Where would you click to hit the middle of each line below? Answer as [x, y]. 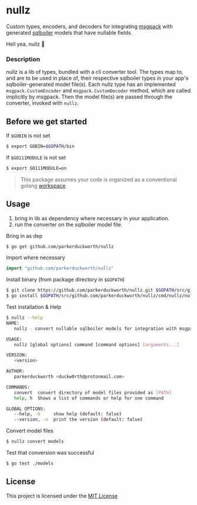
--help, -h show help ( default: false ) [68, 414]
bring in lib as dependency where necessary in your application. [92, 218]
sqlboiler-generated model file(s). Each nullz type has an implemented [91, 84]
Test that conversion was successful [50, 453]
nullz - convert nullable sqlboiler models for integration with [95, 329]
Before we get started [47, 122]
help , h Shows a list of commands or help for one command [89, 398]
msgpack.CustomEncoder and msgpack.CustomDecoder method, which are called [98, 91]
